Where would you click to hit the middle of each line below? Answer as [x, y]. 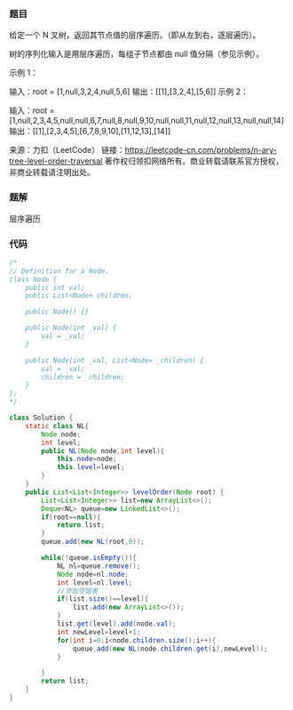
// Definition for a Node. [59, 271]
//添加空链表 [77, 591]
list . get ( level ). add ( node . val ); [116, 624]
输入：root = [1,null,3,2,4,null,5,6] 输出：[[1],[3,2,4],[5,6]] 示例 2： [129, 92]
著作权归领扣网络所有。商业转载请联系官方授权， [194, 161]
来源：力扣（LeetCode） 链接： [67, 150]
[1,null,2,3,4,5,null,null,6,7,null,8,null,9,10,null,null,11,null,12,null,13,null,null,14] [146, 121]
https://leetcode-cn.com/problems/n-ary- [201, 150]
